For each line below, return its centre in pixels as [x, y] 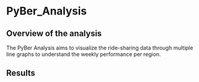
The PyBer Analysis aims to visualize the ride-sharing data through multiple [100, 48]
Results [21, 73]
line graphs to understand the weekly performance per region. [84, 54]
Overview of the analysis [54, 33]
